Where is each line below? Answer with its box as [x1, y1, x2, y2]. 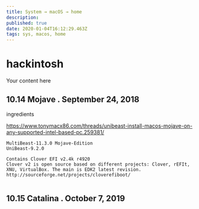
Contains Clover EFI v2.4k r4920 [6, 156, 90, 162]
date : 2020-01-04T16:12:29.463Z [6, 25, 87, 32]
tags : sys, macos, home [6, 31, 66, 37]
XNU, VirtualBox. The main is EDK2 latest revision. [6, 166, 142, 172]
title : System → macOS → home [6, 8, 83, 15]
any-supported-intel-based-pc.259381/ [6, 128, 104, 136]
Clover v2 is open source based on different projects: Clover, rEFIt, [6, 161, 190, 167]
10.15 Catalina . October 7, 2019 [6, 193, 125, 204]
